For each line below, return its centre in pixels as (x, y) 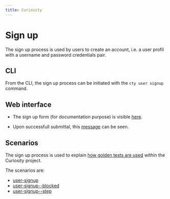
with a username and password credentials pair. (56, 55)
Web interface (29, 104)
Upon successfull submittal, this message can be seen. (71, 127)
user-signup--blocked (36, 186)
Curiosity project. (23, 160)
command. (17, 89)
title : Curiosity (24, 10)
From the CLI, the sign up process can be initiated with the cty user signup (84, 83)
